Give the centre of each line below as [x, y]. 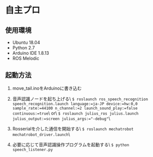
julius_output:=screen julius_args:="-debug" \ [61, 118]
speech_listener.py [33, 150]
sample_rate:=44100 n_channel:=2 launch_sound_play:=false [75, 108]
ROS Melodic [26, 58]
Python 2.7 [23, 48]
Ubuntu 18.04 [26, 42]
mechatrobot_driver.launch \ [41, 134]
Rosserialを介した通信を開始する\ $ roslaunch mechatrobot [73, 129]
